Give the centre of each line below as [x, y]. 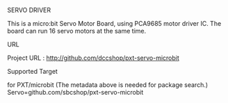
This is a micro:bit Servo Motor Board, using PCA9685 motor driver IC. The [114, 23]
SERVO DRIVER [29, 10]
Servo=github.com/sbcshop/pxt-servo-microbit [75, 92]
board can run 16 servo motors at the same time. [77, 31]
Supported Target [32, 71]
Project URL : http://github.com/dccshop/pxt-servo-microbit [93, 58]
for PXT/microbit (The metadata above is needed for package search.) [108, 85]
